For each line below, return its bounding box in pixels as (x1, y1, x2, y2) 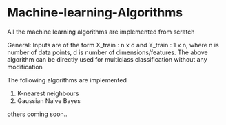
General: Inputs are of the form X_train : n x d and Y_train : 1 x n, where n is (7, 41, 219, 49)
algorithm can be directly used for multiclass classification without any (7, 55, 208, 63)
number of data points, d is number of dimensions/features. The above (7, 48, 208, 56)
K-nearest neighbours (17, 89, 79, 98)
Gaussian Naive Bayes (17, 96, 81, 104)
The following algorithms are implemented (7, 76, 127, 84)
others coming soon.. (7, 110, 68, 118)
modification (7, 62, 43, 71)
